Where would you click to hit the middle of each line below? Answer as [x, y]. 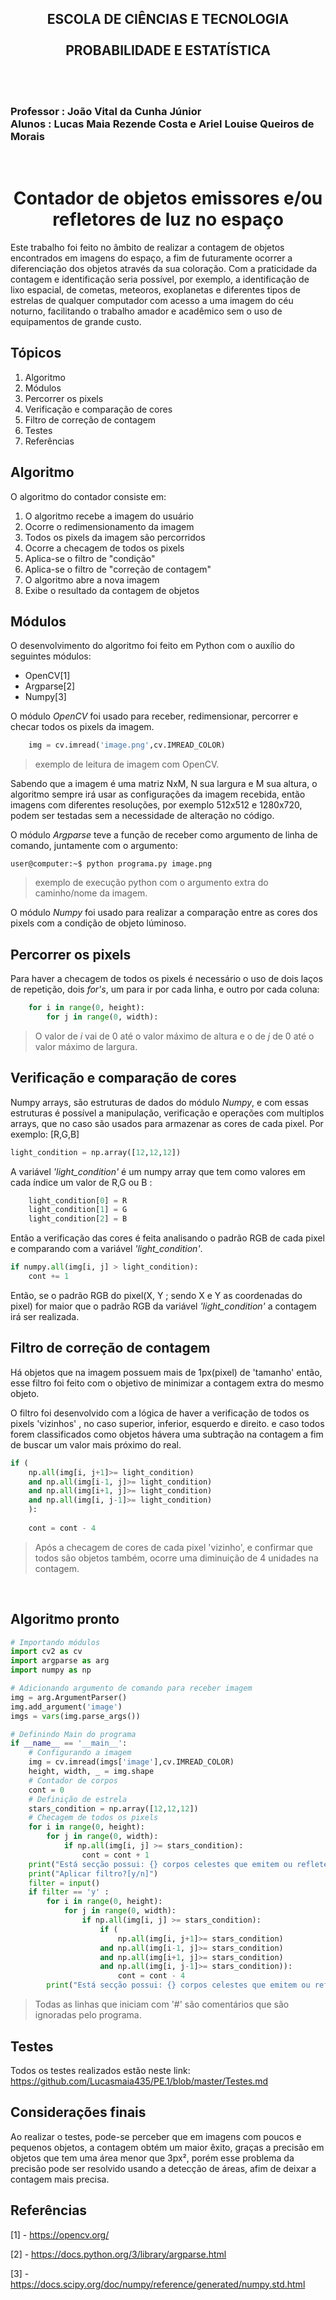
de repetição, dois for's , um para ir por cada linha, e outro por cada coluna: [165, 989]
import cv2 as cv [46, 1652]
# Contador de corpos [73, 1780]
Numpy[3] [45, 697]
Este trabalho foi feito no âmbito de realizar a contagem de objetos [147, 248]
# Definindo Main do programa [73, 1734]
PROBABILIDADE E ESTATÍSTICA [168, 50]
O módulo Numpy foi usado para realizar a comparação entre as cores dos [164, 913]
